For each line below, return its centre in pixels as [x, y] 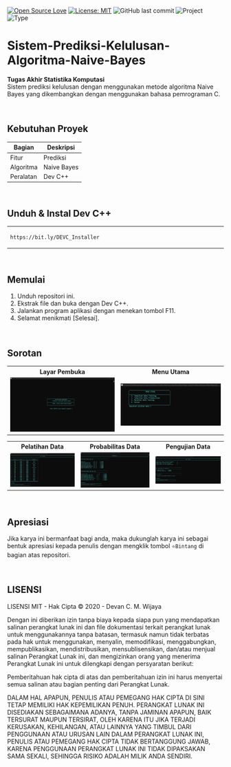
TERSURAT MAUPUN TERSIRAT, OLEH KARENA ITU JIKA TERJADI [101, 720]
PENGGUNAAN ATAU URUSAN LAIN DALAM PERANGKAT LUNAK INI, [106, 734]
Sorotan [25, 353]
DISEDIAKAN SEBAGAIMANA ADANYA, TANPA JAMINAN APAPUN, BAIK [109, 712]
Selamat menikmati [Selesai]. [58, 318]
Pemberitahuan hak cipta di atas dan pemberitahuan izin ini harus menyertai [115, 677]
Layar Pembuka [63, 371]
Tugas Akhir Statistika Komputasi [56, 79]
